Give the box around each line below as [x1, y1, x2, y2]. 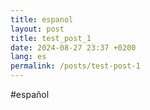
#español [10, 89, 50, 100]
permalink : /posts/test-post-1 [10, 61, 141, 71]
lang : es [10, 52, 47, 62]
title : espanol [10, 14, 74, 25]
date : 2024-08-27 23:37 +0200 [10, 42, 137, 53]
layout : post [10, 24, 65, 34]
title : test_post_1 [10, 33, 92, 43]
